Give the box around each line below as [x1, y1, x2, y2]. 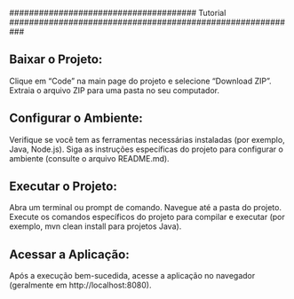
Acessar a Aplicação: [9, 247, 131, 262]
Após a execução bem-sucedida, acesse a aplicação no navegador [9, 271, 256, 281]
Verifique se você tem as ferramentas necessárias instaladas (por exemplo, [9, 134, 286, 145]
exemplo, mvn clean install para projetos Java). [9, 221, 182, 232]
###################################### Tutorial [9, 8, 226, 18]
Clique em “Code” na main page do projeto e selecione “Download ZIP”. [9, 75, 273, 86]
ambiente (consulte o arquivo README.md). [9, 153, 171, 163]
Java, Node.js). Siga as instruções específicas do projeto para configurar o [9, 144, 284, 154]
